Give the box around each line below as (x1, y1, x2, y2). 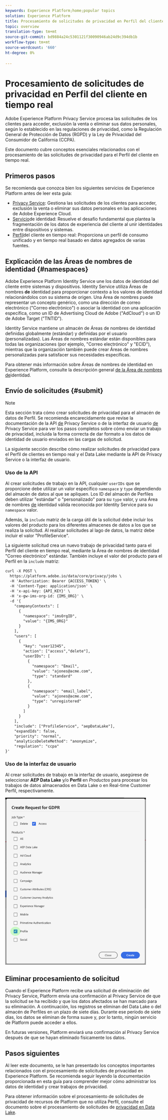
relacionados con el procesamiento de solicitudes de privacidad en (5, 1068, 143, 1074)
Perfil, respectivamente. (5, 788, 54, 794)
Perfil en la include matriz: (5, 558, 60, 564)
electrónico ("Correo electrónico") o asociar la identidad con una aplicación (5, 305, 161, 311)
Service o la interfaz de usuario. (5, 456, 71, 463)
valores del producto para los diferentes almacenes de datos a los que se (5, 522, 156, 528)
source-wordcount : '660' (5, 45, 57, 50)
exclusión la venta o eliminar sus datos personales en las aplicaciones (12, 205, 157, 211)
